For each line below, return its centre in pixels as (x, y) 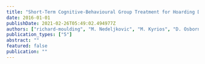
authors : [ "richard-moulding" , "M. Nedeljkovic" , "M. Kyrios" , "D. (94, 29)
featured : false (27, 46)
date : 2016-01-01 (28, 18)
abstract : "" (23, 40)
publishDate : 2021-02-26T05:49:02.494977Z (61, 23)
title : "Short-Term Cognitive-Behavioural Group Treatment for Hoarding (101, 12)
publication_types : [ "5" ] (39, 35)
